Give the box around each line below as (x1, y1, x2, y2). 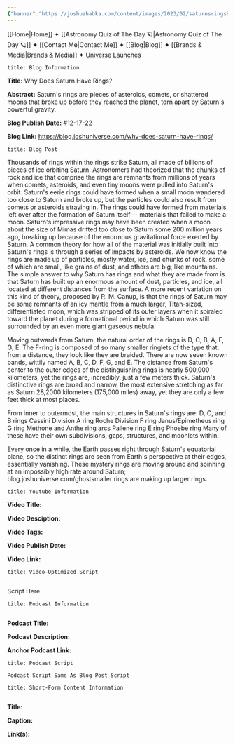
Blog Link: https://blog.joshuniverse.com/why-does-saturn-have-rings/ (7, 132, 213, 140)
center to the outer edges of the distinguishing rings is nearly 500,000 (7, 365, 210, 374)
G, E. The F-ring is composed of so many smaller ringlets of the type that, (7, 343, 219, 351)
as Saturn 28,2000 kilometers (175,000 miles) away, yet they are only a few (7, 387, 225, 396)
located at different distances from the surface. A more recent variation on (7, 285, 222, 293)
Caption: (7, 716, 34, 725)
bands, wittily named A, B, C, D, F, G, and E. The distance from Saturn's (7, 358, 213, 366)
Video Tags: (7, 528, 43, 536)
